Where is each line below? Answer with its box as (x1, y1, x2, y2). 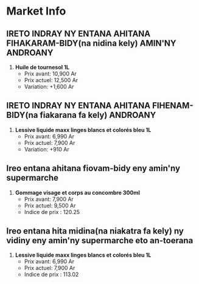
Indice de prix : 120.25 (24, 208, 80, 215)
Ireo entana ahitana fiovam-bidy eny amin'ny (6, 163, 181, 174)
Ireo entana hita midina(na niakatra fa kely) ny (6, 226, 184, 237)
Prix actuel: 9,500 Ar (24, 202, 76, 209)
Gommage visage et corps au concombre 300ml (15, 189, 140, 196)
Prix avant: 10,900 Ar (24, 70, 77, 77)
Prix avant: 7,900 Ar (24, 195, 74, 203)
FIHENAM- (152, 100, 194, 111)
